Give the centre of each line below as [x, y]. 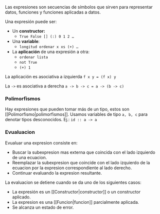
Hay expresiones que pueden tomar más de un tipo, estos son [67, 109]
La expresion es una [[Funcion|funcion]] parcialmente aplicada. [76, 202]
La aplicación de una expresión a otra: [51, 52]
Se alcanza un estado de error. [43, 207]
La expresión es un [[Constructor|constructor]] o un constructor [76, 192]
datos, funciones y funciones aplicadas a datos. [53, 12]
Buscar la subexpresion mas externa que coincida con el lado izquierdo [84, 152]
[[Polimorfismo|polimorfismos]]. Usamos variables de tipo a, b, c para [76, 114]
